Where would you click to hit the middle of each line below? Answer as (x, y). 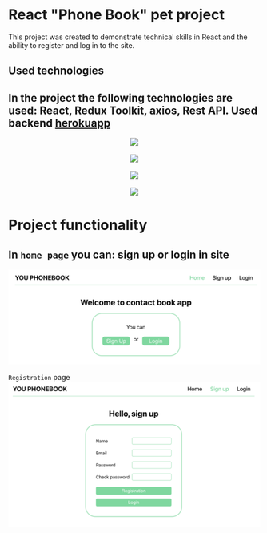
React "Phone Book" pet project (117, 15)
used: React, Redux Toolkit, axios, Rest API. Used (133, 110)
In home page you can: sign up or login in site (119, 254)
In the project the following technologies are (121, 98)
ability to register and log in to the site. (72, 45)
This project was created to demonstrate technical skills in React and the (128, 37)
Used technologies (56, 71)
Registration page (39, 378)
